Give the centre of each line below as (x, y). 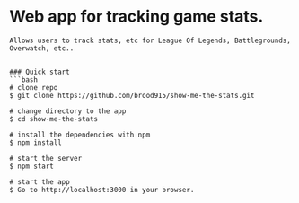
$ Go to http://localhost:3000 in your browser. (102, 190)
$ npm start (31, 166)
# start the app (40, 181)
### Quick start (40, 72)
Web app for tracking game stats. (136, 17)
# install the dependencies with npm (80, 135)
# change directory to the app (68, 111)
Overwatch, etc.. (42, 48)
